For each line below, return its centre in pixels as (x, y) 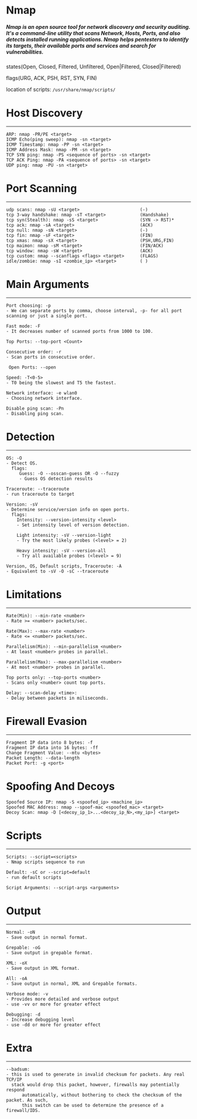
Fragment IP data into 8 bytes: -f (50, 742)
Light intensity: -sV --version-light (64, 535)
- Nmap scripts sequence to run (45, 862)
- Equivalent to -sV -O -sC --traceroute (57, 571)
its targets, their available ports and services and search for (81, 45)
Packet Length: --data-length (43, 758)
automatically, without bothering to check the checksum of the (102, 1095)
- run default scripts (34, 877)
